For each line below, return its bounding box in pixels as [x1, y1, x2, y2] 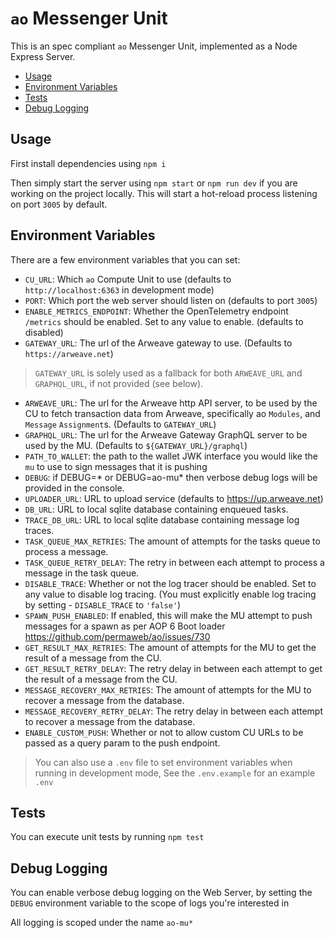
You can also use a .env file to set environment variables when [34, 756, 293, 768]
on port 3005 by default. [10, 198, 108, 210]
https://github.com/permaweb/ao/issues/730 [24, 630, 211, 642]
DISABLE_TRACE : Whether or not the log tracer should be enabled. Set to [24, 577, 317, 589]
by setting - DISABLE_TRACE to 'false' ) [24, 598, 182, 611]
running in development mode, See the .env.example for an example [34, 767, 316, 779]
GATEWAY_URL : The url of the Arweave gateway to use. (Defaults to [24, 337, 293, 349]
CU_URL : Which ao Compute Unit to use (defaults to [24, 273, 232, 285]
